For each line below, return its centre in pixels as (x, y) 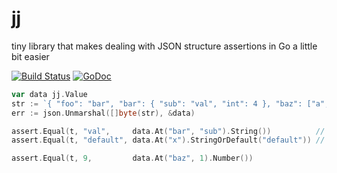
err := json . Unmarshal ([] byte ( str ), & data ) (103, 113)
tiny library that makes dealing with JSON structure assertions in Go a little (164, 46)
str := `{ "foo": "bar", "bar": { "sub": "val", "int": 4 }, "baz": (157, 103)
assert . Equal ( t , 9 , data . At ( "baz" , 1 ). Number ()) (132, 158)
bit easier (30, 56)
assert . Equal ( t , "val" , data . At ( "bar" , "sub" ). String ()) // (168, 131)
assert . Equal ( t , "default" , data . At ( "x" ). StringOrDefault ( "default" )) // (168, 140)
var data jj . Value (49, 94)
